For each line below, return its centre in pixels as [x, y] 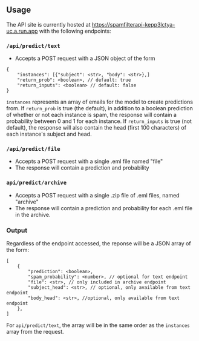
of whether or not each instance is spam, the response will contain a [92, 115]
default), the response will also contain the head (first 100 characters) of [96, 128]
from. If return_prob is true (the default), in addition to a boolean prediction [100, 108]
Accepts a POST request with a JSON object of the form [85, 58]
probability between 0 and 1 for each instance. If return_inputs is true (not [99, 121]
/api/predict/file [33, 149]
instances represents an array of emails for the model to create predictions [100, 102]
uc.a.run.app [22, 31]
